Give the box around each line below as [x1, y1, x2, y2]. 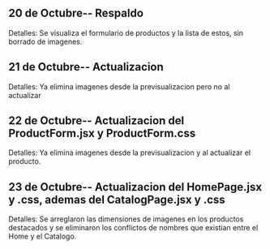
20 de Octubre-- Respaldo [8, 6, 144, 20]
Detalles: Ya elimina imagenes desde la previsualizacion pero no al [8, 81, 230, 92]
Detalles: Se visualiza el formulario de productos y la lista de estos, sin [8, 28, 244, 37]
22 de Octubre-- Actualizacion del [8, 114, 185, 128]
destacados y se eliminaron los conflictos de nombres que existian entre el [8, 223, 259, 233]
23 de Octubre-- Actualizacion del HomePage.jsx [8, 180, 262, 194]
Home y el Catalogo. [8, 231, 77, 242]
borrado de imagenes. [8, 36, 83, 46]
